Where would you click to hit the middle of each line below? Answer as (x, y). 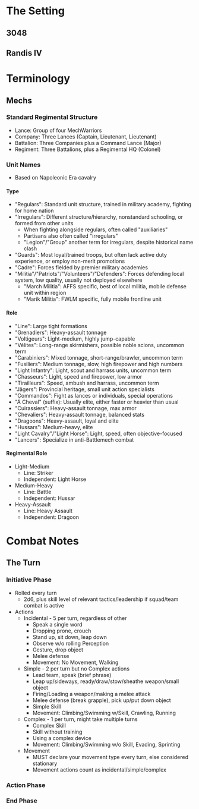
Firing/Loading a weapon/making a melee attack (91, 694)
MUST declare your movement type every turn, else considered (110, 757)
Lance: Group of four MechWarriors (58, 130)
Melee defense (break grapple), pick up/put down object (102, 700)
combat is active (44, 605)
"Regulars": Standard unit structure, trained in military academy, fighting (103, 204)
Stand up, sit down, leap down (70, 637)
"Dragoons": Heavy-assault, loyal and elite (67, 421)
